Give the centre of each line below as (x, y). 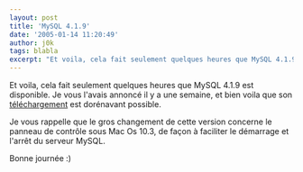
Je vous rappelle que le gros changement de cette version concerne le (141, 122)
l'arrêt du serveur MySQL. (57, 141)
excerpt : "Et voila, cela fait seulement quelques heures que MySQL (141, 59)
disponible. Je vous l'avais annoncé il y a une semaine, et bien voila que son (151, 95)
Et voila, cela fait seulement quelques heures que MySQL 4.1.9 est (132, 85)
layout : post (34, 18)
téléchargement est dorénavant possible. (86, 104)
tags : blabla (34, 51)
